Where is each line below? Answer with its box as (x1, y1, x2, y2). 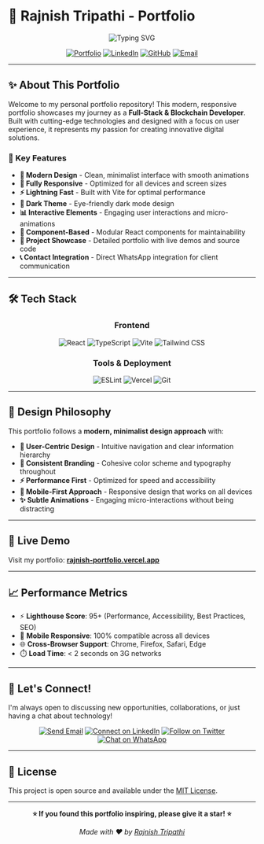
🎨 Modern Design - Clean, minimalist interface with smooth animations (19, 171, 250, 180)
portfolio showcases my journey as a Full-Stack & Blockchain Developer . (8, 108, 246, 117)
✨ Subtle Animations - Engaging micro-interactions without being (19, 495, 234, 504)
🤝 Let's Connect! (8, 682, 92, 695)
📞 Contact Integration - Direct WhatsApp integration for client (19, 252, 218, 262)
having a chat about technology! (8, 711, 112, 721)
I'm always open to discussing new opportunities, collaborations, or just (8, 703, 240, 713)
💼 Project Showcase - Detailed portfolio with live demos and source (19, 236, 240, 245)
